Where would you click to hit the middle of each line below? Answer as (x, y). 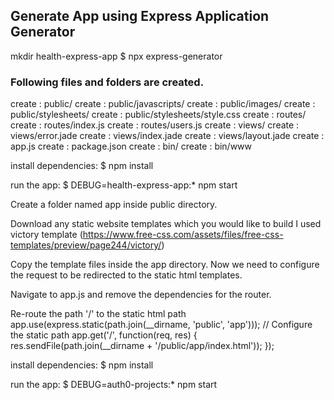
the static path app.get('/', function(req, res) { (104, 335)
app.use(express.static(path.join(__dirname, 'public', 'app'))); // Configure (161, 325)
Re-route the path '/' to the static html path (98, 314)
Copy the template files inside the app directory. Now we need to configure (165, 265)
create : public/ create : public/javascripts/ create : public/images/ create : (163, 104)
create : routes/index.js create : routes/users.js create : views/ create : (155, 125)
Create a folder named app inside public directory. (114, 205)
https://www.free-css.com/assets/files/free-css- (183, 235)
